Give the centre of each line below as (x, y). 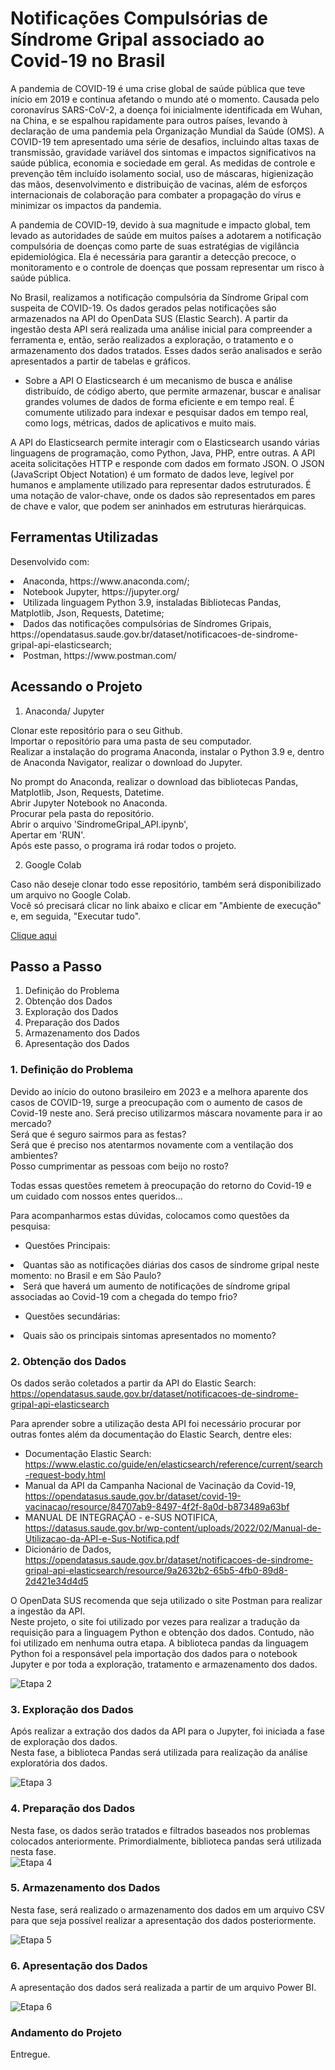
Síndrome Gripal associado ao (137, 39)
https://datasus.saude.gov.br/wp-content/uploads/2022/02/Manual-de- (173, 1528)
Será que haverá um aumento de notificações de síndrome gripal (157, 1286)
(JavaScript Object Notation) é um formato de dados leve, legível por (152, 474)
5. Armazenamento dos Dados (85, 1888)
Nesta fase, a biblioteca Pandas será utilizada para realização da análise (159, 1753)
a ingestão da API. (48, 1611)
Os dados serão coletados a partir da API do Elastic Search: (133, 1383)
